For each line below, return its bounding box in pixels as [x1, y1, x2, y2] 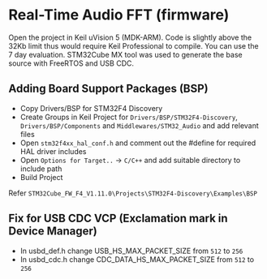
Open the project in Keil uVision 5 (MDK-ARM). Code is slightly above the [8, 32, 252, 42]
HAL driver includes [19, 146, 87, 156]
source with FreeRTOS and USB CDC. [8, 58, 135, 68]
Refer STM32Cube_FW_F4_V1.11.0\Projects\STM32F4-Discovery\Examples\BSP [8, 188, 258, 198]
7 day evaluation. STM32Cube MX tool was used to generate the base [8, 49, 243, 59]
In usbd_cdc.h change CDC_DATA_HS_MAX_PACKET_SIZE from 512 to [19, 254, 254, 264]
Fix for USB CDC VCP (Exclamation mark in [8, 212, 229, 225]
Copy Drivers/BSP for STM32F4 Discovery [19, 103, 163, 113]
